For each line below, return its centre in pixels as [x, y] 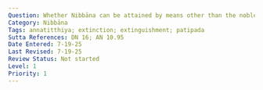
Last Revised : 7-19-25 [45, 52]
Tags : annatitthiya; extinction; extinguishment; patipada [106, 30]
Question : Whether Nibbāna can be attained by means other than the [122, 15]
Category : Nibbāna [38, 23]
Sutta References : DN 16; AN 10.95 [66, 37]
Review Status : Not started [54, 59]
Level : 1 [22, 67]
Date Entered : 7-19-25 [45, 45]
